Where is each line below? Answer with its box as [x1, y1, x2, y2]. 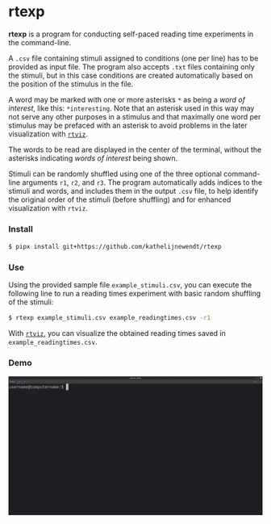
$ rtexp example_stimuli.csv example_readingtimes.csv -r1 [8, 314, 211, 322]
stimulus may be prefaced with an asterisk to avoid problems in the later [8, 120, 248, 130]
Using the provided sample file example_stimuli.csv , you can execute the [8, 280, 252, 290]
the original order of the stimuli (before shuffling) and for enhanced [8, 195, 231, 204]
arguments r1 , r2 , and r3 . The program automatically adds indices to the [22, 177, 263, 187]
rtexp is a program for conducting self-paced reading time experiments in [8, 29, 254, 39]
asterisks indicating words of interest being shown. [8, 153, 178, 163]
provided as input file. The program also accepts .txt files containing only [8, 61, 256, 71]
